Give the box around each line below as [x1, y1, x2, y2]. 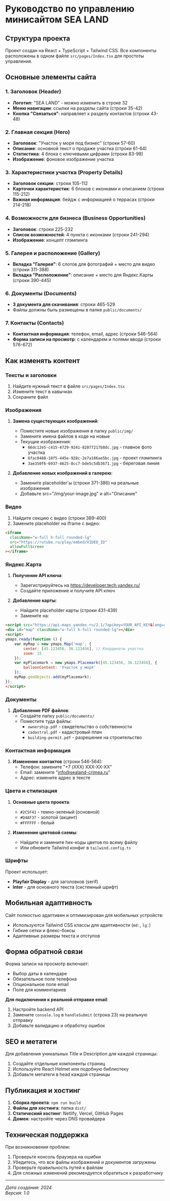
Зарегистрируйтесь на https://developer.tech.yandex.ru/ [20, 582, 140, 588]
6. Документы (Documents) [5, 290, 77, 297]
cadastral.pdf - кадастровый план [27, 729, 102, 735]
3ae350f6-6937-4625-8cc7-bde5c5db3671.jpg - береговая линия [27, 460, 160, 467]
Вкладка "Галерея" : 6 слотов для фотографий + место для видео [12, 261, 155, 267]
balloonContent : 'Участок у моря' [23, 665, 96, 670]
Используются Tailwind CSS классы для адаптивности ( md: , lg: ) [12, 922, 151, 928]
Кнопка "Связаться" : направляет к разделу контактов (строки [12, 110, 150, 117]
